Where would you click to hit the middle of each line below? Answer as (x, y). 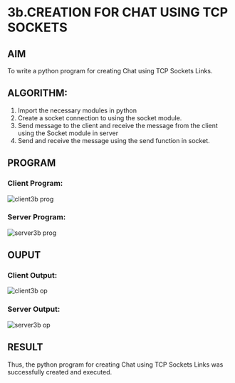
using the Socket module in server (68, 133)
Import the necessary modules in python (77, 110)
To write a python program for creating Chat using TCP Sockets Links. (110, 71)
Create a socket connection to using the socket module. (100, 117)
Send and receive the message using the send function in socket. (114, 140)
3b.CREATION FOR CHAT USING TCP (118, 12)
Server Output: (34, 309)
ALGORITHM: (37, 93)
